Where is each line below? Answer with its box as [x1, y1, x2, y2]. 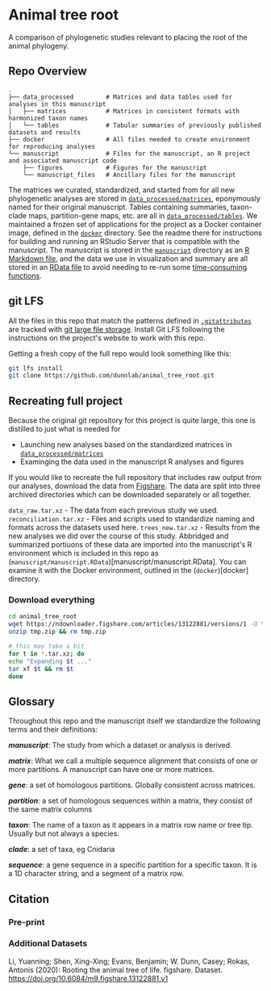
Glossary [8, 694, 55, 708]
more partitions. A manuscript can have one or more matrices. [8, 765, 215, 774]
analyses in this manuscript [8, 99, 106, 108]
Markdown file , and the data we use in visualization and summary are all [8, 253, 248, 264]
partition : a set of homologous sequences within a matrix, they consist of [8, 796, 252, 806]
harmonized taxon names [8, 114, 89, 122]
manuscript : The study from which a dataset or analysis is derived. [8, 740, 232, 750]
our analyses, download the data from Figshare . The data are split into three [8, 481, 261, 491]
